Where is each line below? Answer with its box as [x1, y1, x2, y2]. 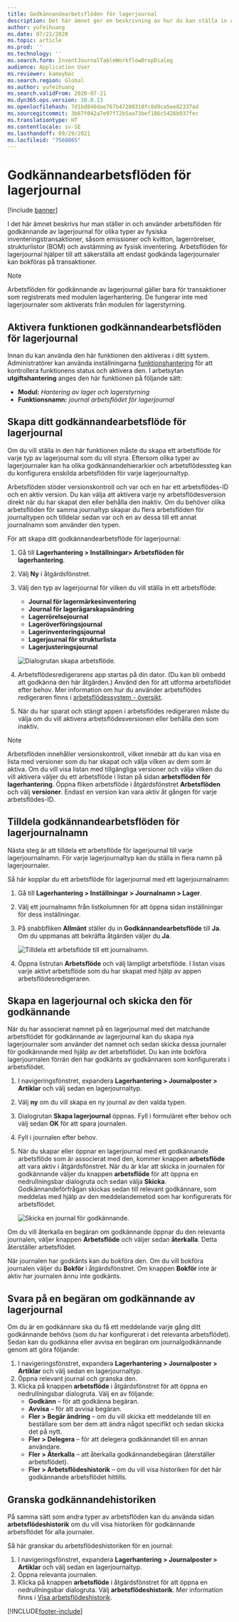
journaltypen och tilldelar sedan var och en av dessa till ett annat [7, 513, 197, 521]
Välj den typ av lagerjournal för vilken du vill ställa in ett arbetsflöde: [17, 583, 217, 592]
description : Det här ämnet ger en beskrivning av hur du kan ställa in [7, 17, 228, 24]
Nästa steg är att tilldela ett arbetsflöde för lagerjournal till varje [7, 846, 193, 855]
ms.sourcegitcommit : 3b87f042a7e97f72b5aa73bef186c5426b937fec [7, 110, 199, 117]
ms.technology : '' [7, 51, 62, 58]
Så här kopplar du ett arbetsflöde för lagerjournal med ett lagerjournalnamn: [7, 874, 230, 883]
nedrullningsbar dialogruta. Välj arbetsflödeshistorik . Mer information [17, 1586, 223, 1594]
